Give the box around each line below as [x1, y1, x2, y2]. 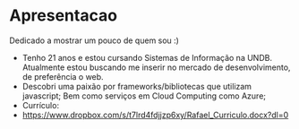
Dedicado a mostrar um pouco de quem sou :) [9, 35, 179, 46]
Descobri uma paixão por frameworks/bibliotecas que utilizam [21, 81, 252, 91]
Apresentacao [9, 5, 118, 26]
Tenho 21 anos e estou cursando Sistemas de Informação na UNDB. [21, 52, 273, 63]
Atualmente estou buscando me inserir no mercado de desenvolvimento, [21, 62, 291, 73]
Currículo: [21, 99, 60, 110]
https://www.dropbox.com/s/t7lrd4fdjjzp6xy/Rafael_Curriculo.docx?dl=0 [21, 109, 289, 120]
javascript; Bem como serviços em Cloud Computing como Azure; [21, 90, 267, 101]
